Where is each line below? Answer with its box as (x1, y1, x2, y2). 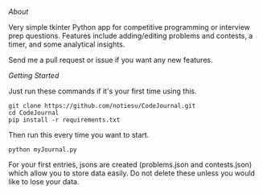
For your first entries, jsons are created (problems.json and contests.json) (8, 160, 252, 169)
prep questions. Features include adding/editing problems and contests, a (8, 31, 253, 40)
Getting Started (8, 71, 60, 80)
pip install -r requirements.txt (8, 116, 121, 124)
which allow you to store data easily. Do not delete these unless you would (8, 168, 256, 178)
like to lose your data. (8, 177, 80, 186)
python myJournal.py (8, 146, 78, 154)
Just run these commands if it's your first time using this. (8, 86, 197, 96)
